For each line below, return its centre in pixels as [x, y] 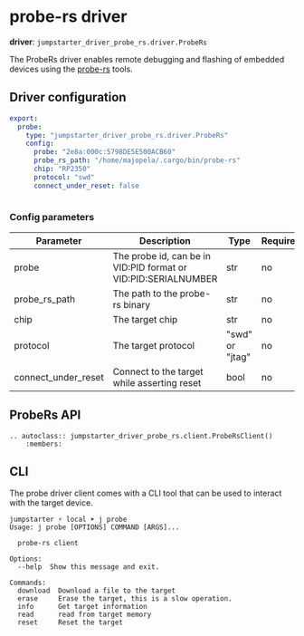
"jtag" [238, 357]
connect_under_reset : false [86, 186]
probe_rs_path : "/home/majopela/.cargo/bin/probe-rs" [137, 160]
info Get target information [82, 607]
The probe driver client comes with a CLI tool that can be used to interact [146, 493]
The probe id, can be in [161, 255]
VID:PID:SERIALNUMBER [165, 278]
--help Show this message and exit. [89, 567]
